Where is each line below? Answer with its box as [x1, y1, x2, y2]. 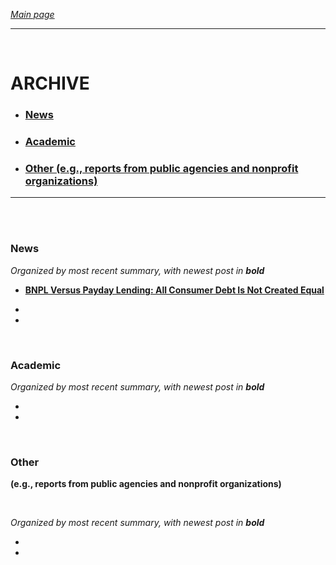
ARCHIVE [10, 72, 90, 95]
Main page [10, 9, 55, 20]
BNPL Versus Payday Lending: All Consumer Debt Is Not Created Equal [24, 284, 325, 296]
